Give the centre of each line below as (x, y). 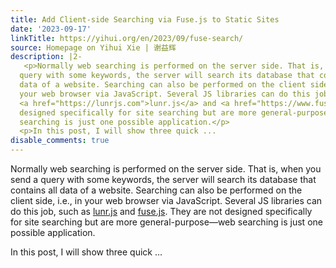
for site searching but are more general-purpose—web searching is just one (166, 222)
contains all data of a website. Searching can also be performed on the (156, 190)
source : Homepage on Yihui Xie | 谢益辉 (93, 47)
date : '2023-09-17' (51, 29)
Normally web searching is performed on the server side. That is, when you (166, 169)
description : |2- (46, 57)
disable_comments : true (60, 141)
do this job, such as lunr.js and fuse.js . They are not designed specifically (161, 211)
